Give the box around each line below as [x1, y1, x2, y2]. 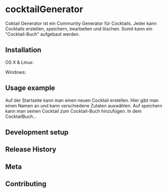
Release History [5, 145, 57, 154]
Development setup [5, 128, 69, 136]
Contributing [5, 180, 47, 188]
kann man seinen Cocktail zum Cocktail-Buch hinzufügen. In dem [5, 108, 142, 114]
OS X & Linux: [5, 59, 34, 65]
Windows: [5, 69, 26, 75]
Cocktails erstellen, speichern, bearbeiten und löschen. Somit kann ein [5, 25, 153, 31]
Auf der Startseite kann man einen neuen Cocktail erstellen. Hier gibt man [5, 97, 159, 103]
